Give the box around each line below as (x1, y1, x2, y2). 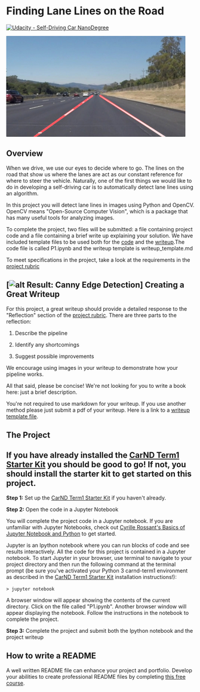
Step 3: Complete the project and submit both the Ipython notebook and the (6, 627, 193, 634)
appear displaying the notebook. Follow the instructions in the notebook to (6, 609, 189, 616)
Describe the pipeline (14, 329, 67, 336)
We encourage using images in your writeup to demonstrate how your (6, 364, 178, 371)
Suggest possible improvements (14, 353, 94, 360)
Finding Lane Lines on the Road (6, 4, 164, 18)
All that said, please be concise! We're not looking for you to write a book (6, 382, 186, 389)
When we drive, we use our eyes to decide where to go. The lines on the (6, 164, 184, 172)
